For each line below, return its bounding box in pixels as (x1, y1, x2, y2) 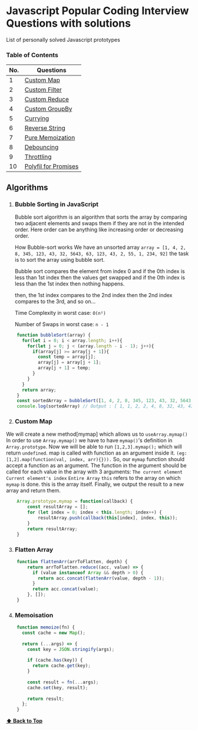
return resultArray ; (27, 526, 78, 532)
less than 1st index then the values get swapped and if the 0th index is (14, 274, 186, 281)
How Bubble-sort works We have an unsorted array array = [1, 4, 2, (14, 244, 186, 251)
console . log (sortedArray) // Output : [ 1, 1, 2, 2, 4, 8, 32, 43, (16, 403, 186, 409)
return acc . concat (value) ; (32, 586, 99, 592)
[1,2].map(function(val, (6, 457, 67, 463)
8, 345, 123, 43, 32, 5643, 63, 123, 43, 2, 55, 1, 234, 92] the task (14, 249, 189, 257)
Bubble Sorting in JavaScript (14, 200, 99, 208)
